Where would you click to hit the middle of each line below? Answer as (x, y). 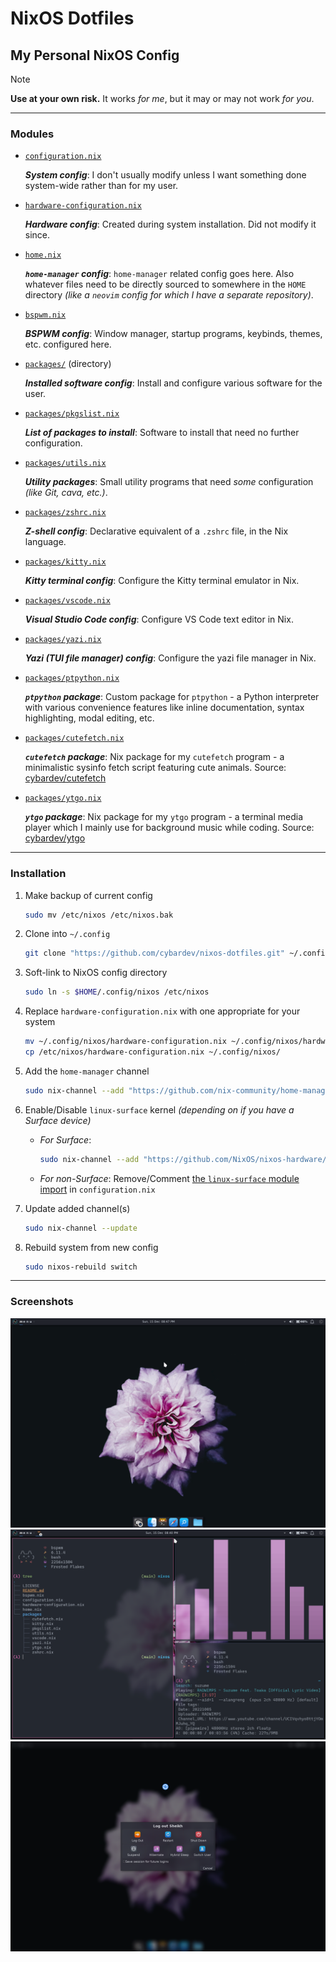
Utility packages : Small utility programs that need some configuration (169, 482)
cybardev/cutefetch (65, 778)
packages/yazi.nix (63, 640)
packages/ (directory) (68, 364)
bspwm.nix (45, 315)
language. (45, 542)
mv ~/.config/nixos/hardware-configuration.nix (125, 1042)
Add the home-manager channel (87, 1071)
